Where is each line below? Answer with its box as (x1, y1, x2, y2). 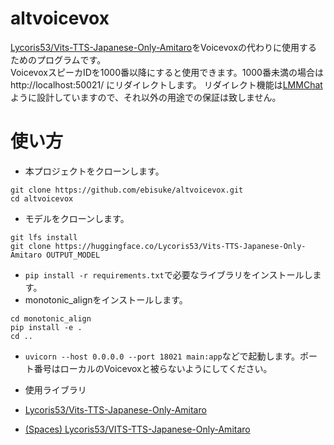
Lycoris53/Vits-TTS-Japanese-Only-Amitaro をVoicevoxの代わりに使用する (10, 41, 318, 53)
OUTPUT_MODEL (46, 250, 101, 260)
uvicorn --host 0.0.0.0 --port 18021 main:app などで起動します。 (24, 350, 301, 362)
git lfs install (10, 232, 78, 242)
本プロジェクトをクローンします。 (24, 165, 165, 177)
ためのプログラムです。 (10, 53, 107, 66)
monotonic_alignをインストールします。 (24, 293, 188, 306)
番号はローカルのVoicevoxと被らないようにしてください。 (33, 362, 273, 374)
